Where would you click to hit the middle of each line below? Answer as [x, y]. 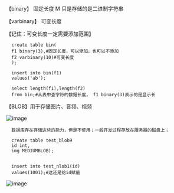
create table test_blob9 [42, 140]
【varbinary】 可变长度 [34, 21]
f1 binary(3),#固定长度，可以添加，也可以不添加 [65, 51]
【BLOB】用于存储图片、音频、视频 [49, 106]
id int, [21, 146]
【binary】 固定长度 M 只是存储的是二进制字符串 [65, 9]
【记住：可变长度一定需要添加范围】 [50, 34]
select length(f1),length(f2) [48, 89]
